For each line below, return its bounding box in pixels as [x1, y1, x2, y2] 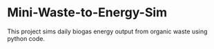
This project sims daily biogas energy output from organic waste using [7, 27, 208, 35]
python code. [7, 34, 45, 42]
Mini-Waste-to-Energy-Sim [7, 5, 168, 20]
